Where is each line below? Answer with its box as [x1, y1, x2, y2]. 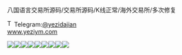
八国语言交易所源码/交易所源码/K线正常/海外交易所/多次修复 [7, 6, 177, 14]
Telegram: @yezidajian [14, 20, 77, 29]
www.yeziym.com [7, 28, 58, 35]
